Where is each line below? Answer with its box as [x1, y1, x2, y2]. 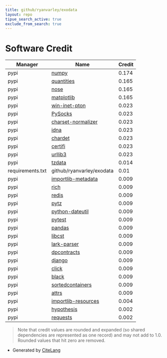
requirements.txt [8, 167, 47, 174]
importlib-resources [51, 298, 99, 305]
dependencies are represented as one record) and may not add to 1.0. [17, 332, 162, 338]
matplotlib [51, 94, 75, 101]
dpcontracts [51, 249, 80, 256]
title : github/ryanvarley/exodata [5, 7, 78, 13]
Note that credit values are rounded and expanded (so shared [17, 327, 145, 333]
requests [51, 314, 73, 321]
